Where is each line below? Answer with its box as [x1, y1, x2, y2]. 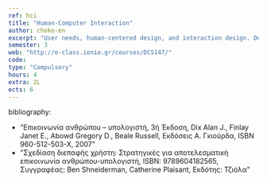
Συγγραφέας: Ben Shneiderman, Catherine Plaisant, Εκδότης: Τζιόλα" [19, 165, 250, 175]
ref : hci [8, 11, 37, 20]
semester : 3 [8, 41, 48, 49]
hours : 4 [8, 71, 37, 79]
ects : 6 [8, 85, 34, 94]
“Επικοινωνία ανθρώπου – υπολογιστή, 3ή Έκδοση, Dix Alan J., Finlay [19, 122, 249, 132]
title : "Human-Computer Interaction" [8, 19, 133, 27]
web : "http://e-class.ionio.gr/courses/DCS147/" [8, 48, 172, 56]
